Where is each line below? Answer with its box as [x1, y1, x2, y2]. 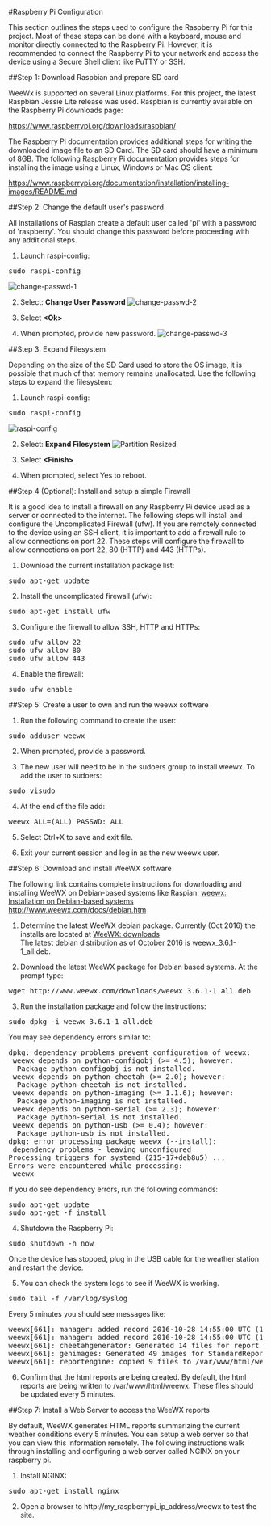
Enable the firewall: [19, 669, 85, 678]
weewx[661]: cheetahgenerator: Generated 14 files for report [8, 1341, 260, 1350]
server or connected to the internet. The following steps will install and [8, 511, 243, 520]
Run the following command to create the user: [19, 715, 177, 725]
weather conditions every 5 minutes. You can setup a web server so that [8, 1430, 249, 1439]
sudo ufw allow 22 [8, 638, 81, 647]
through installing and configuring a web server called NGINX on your [8, 1447, 240, 1456]
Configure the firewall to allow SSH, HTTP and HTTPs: [19, 622, 200, 631]
